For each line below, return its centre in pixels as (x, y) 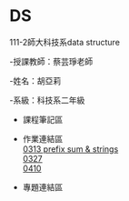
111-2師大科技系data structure (65, 42)
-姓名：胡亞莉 (35, 80)
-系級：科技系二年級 (47, 100)
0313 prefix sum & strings (70, 149)
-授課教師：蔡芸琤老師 (51, 61)
